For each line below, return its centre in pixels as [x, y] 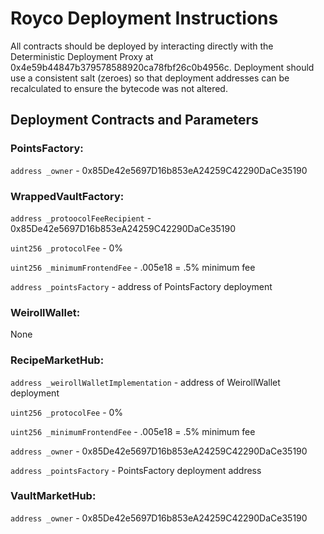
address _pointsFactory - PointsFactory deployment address [136, 470]
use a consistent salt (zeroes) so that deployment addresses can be [150, 78]
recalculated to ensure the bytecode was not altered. [119, 88]
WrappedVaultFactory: [67, 196]
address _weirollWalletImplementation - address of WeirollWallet [145, 382]
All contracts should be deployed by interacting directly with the [142, 46]
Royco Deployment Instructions [144, 18]
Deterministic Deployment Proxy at [82, 56]
